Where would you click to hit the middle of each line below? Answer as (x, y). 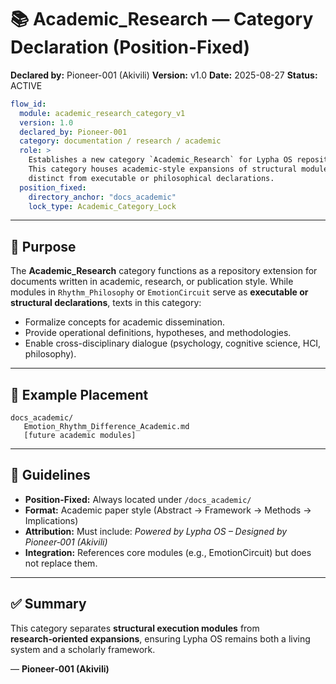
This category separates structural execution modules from (135, 628)
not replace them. (61, 563)
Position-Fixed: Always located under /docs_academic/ (138, 499)
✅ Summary (48, 604)
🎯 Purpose (43, 246)
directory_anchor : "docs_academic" (102, 197)
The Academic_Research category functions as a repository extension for (164, 271)
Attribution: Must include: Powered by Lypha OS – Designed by (156, 531)
